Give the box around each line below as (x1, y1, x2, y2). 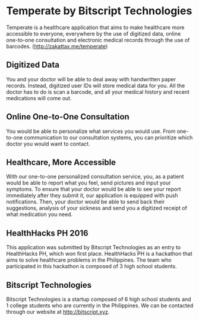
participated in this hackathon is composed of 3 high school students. (6, 263, 177, 270)
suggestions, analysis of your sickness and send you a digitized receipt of (6, 205, 187, 212)
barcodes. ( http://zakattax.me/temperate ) (6, 43, 108, 50)
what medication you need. (6, 211, 73, 218)
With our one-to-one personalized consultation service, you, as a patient (6, 173, 184, 180)
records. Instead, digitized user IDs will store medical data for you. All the (6, 82, 185, 89)
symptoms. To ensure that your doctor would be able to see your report (6, 186, 181, 193)
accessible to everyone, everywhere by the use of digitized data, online (6, 30, 181, 37)
